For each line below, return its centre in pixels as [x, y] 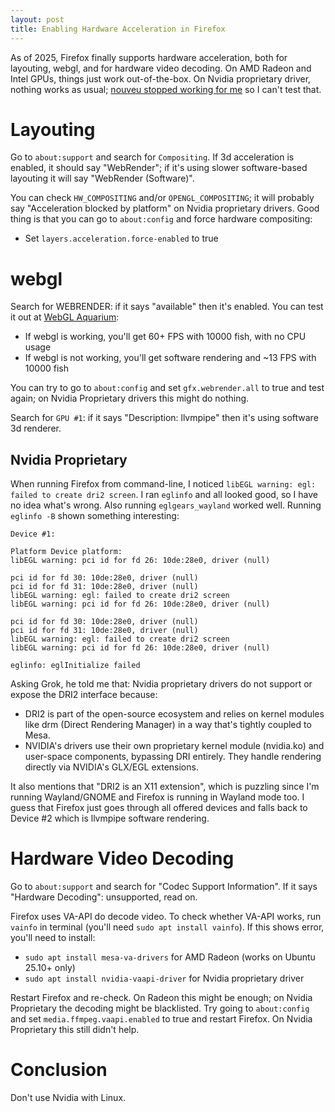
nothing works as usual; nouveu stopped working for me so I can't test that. [166, 89]
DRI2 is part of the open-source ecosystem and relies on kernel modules [174, 714]
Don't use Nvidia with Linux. [68, 1098]
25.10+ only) [50, 968]
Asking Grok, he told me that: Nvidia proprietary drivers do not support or [161, 684]
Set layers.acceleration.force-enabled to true [121, 238]
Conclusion [59, 1070]
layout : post [37, 19]
